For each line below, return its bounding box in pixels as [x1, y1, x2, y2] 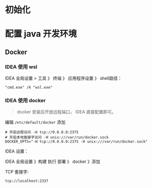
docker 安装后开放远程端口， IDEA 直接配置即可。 [16, 109, 116, 115]
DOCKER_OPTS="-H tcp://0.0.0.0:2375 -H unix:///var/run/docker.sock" [5, 139, 148, 144]
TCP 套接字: [5, 169, 29, 175]
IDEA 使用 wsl [5, 63, 38, 70]
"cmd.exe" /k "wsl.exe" [5, 85, 53, 90]
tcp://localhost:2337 [5, 179, 49, 184]
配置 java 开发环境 [5, 29, 77, 39]
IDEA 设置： [5, 148, 29, 154]
